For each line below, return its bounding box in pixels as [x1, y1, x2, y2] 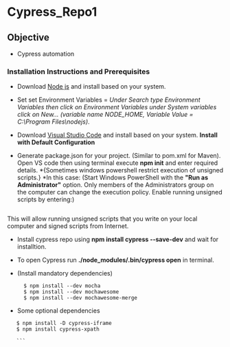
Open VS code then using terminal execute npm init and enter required [16, 159, 218, 167]
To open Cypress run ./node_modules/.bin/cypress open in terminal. [16, 256, 214, 265]
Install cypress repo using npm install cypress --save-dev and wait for [16, 235, 219, 244]
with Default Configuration [16, 138, 95, 146]
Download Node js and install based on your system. [16, 82, 166, 91]
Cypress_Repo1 [7, 4, 97, 20]
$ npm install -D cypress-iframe [16, 320, 112, 327]
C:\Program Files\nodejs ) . [16, 117, 91, 126]
